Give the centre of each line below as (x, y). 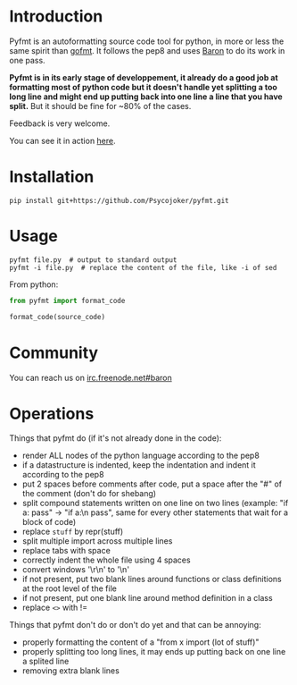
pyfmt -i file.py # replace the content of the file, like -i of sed (143, 267)
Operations (52, 414)
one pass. (28, 60)
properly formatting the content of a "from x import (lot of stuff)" (140, 642)
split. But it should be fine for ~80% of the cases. (100, 106)
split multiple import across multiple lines (97, 541)
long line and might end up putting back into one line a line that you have (146, 97)
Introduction (56, 17)
